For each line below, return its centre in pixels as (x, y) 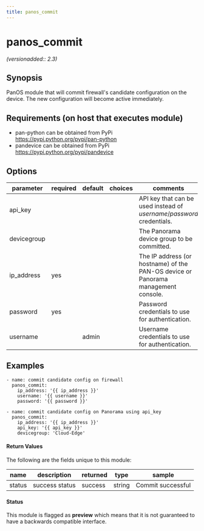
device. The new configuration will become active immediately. (85, 99)
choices (121, 188)
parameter (27, 188)
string (122, 485)
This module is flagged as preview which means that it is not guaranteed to (101, 515)
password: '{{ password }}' (53, 401)
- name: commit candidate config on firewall (65, 380)
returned (95, 475)
